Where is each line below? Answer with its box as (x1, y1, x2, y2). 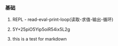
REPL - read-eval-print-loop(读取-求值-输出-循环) (12, 16, 114, 23)
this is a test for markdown (12, 36, 67, 42)
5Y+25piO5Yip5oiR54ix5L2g (12, 26, 70, 33)
